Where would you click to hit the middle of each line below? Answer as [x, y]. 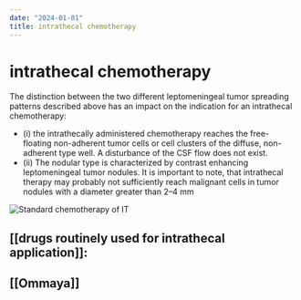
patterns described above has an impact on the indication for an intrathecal [151, 107]
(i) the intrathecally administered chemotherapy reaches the [135, 134]
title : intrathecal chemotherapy [73, 26]
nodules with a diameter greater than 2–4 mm [108, 191]
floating [37, 143]
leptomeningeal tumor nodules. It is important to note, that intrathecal [153, 172]
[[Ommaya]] [45, 284]
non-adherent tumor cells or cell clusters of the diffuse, [157, 143]
